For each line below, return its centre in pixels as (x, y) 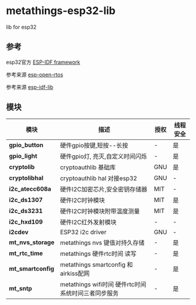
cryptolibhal (26, 178)
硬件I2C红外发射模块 (88, 222)
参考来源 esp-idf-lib (30, 87)
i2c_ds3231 (26, 211)
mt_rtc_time (26, 253)
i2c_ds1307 (26, 200)
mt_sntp (20, 288)
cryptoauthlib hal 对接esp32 (99, 178)
